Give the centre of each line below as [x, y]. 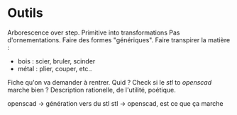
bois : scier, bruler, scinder [56, 61]
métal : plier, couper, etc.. [55, 68]
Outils [26, 13]
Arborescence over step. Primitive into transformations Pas [94, 32]
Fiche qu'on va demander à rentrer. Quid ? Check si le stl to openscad [110, 82]
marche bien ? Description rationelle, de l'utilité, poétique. [92, 90]
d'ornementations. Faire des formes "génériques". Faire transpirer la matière [119, 40]
